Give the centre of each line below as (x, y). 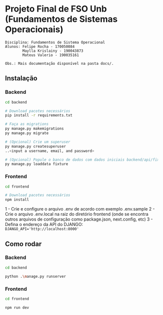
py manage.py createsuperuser (36, 146)
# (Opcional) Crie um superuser (38, 142)
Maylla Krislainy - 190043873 (53, 51)
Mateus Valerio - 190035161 (51, 55)
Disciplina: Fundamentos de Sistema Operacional (55, 42)
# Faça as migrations (27, 124)
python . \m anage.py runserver (36, 276)
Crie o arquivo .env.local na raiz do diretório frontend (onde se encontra (77, 214)
